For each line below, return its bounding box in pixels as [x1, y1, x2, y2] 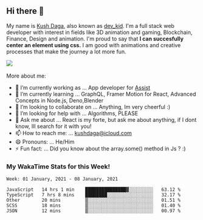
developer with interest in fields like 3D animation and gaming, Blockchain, [6, 28, 193, 36]
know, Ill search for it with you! [15, 122, 92, 130]
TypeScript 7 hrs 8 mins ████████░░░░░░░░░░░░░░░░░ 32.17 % [6, 192, 181, 198]
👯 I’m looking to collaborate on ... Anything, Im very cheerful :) [15, 103, 171, 110]
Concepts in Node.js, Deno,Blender [15, 96, 104, 104]
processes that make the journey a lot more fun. [6, 48, 126, 55]
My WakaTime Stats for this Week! [6, 162, 111, 170]
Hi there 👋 [6, 6, 44, 16]
